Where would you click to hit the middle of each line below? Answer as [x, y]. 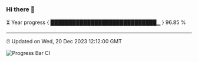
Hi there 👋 [21, 9]
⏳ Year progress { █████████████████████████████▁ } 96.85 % [96, 22]
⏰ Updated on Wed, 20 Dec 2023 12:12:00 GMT [64, 42]
